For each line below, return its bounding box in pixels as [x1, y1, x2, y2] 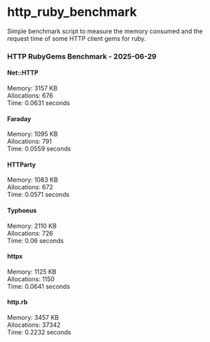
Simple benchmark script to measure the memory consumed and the [7, 27, 203, 35]
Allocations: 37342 [7, 321, 61, 329]
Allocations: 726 [7, 229, 53, 237]
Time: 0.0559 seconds [7, 144, 71, 153]
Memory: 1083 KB [7, 175, 59, 184]
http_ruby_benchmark [7, 4, 137, 20]
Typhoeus [7, 207, 37, 215]
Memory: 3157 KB [7, 84, 57, 93]
